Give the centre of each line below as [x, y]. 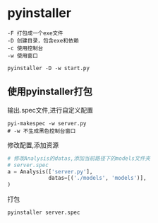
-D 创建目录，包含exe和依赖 [43, 40]
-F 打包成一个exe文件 [35, 33]
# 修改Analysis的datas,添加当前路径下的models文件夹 [79, 158]
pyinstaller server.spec [44, 213]
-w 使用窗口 [23, 56]
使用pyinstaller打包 [50, 92]
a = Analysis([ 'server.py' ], [50, 171]
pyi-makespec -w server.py [47, 123]
